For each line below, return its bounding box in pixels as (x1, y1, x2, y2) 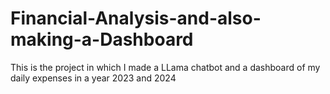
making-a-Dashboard (10, 28, 194, 51)
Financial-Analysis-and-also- (10, 7, 262, 30)
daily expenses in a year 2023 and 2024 (10, 72, 177, 84)
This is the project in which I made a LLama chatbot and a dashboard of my (10, 61, 321, 73)
